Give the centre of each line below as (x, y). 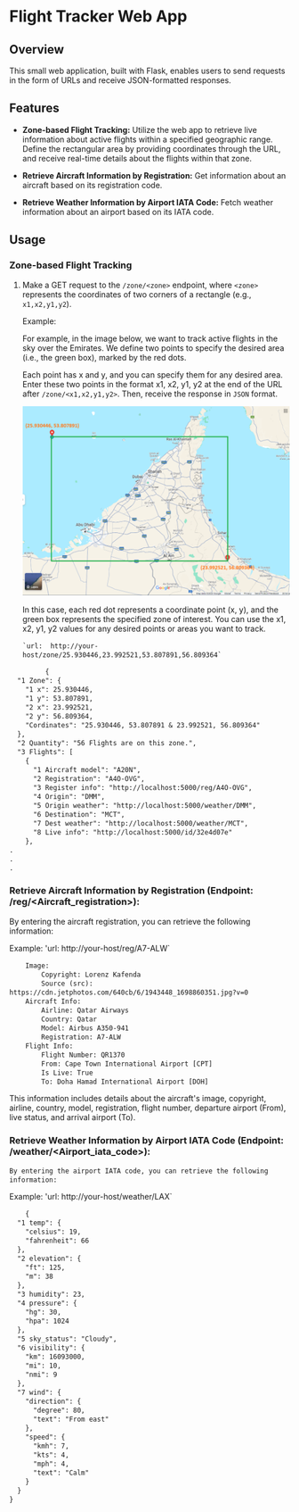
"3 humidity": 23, (52, 1295)
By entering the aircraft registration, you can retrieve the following (130, 921)
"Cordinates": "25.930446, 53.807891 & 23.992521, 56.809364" (143, 726)
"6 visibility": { (52, 1348)
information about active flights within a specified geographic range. (147, 139)
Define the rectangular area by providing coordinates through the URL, (151, 148)
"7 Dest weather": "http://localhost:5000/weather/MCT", (141, 824)
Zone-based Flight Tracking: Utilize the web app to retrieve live (140, 129)
